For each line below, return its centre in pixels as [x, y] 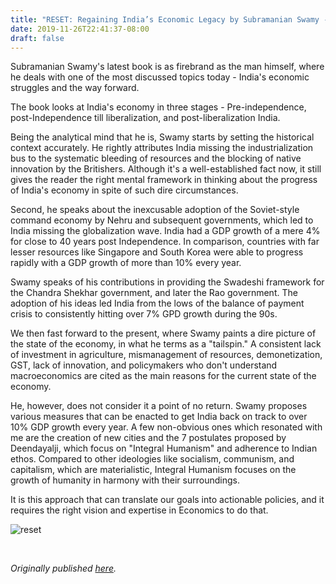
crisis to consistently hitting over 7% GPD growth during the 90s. [144, 314]
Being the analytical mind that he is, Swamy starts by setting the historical [162, 137]
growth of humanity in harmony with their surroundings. [125, 480]
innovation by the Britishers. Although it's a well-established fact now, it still [166, 169]
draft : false [37, 38]
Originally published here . [63, 568]
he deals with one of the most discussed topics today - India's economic [160, 77]
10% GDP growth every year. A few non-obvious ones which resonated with [166, 427]
